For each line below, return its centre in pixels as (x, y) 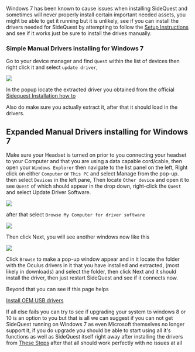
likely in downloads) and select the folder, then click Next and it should (91, 272)
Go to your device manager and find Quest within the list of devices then (93, 61)
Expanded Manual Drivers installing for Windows (97, 132)
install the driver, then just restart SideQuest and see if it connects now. (92, 278)
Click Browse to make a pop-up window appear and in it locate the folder (93, 259)
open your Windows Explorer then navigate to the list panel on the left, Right (97, 168)
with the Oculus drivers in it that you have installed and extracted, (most (93, 265)
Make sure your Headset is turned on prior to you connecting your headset (96, 155)
